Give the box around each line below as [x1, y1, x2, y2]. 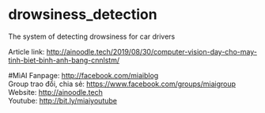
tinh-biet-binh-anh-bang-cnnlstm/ [8, 55, 120, 65]
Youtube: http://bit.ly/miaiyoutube [8, 96, 117, 105]
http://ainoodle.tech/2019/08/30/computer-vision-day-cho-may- [46, 47, 257, 56]
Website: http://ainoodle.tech [8, 87, 103, 96]
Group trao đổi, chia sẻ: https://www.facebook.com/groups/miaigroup [8, 79, 236, 89]
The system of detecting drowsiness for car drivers [8, 32, 176, 41]
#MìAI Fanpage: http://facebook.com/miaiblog [8, 70, 159, 80]
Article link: [8, 47, 45, 56]
